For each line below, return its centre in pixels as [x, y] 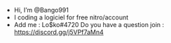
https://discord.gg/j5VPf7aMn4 [59, 32]
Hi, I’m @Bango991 [41, 10]
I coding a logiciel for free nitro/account [71, 17]
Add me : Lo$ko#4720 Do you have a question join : [89, 25]
